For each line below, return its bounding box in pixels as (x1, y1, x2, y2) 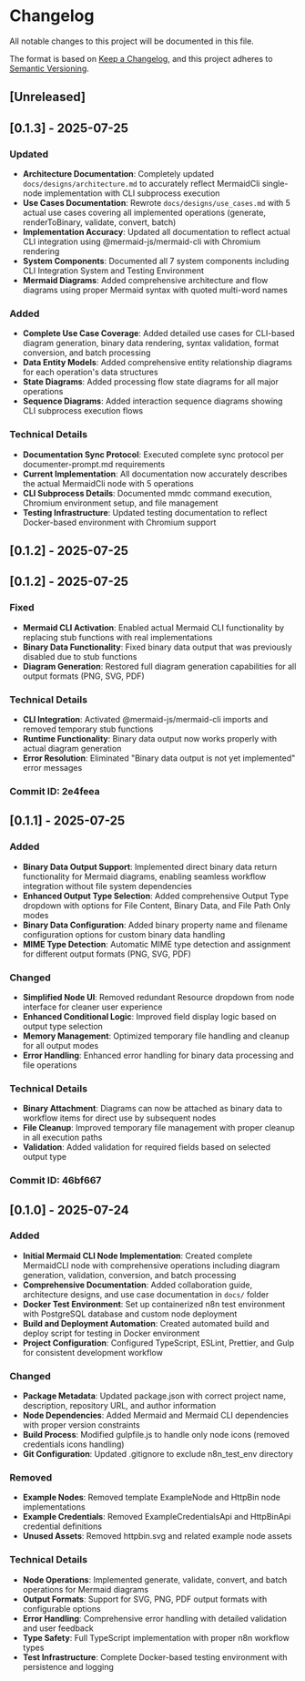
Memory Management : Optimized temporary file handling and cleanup (22, 1030, 290, 1041)
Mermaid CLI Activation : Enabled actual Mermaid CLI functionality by (22, 621, 285, 633)
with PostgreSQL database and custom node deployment (22, 1308, 238, 1319)
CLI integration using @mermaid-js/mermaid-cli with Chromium (22, 236, 261, 247)
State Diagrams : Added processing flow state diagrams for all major (22, 376, 280, 387)
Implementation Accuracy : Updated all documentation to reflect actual (22, 227, 290, 238)
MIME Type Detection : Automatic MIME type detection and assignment (22, 938, 291, 949)
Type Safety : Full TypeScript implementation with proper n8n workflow (22, 1632, 290, 1643)
